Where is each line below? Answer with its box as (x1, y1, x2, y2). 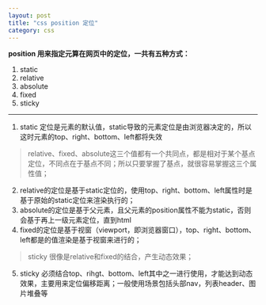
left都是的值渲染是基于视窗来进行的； (19, 235, 142, 245)
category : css (8, 26, 55, 34)
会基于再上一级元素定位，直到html (19, 215, 132, 225)
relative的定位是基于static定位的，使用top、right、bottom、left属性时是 (19, 185, 253, 195)
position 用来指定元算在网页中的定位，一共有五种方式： (8, 49, 190, 59)
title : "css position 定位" (8, 19, 99, 27)
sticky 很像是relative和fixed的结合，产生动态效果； (27, 252, 194, 261)
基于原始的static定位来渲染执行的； (19, 196, 135, 205)
